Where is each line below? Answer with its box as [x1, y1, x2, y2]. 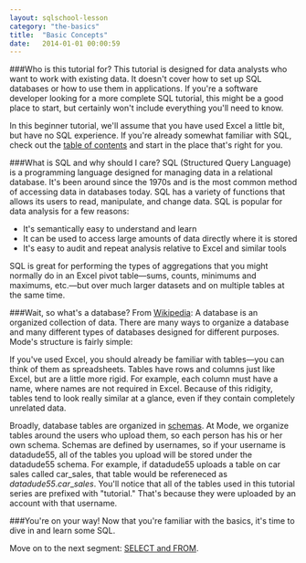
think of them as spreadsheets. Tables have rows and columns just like [9, 364, 276, 375]
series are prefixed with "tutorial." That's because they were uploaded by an [9, 488, 297, 499]
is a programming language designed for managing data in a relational [9, 167, 273, 178]
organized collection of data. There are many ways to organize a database [9, 317, 290, 328]
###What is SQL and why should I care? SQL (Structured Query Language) [9, 157, 291, 169]
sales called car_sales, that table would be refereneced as [9, 469, 228, 480]
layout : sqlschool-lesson [9, 13, 108, 23]
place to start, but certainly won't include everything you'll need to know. [9, 102, 284, 114]
